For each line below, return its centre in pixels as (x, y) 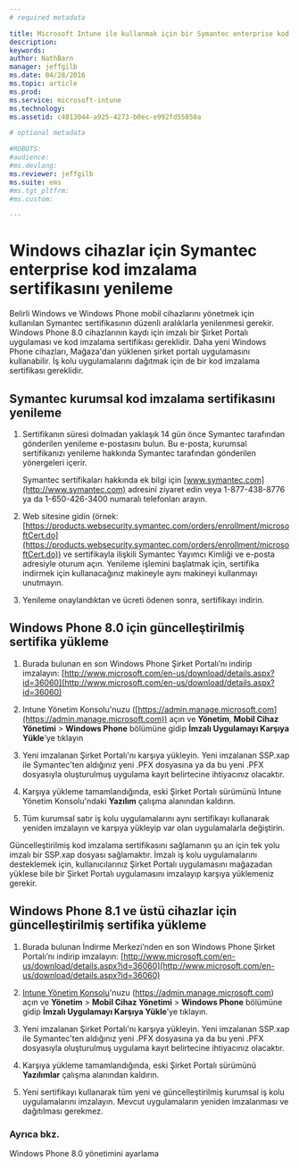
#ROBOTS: (25, 149)
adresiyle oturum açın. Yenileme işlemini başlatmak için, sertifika (141, 563)
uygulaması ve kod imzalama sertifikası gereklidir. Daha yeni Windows (138, 342)
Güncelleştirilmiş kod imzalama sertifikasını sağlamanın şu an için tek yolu (145, 844)
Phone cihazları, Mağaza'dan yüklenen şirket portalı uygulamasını (130, 352)
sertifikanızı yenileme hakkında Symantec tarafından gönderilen (139, 453)
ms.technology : (37, 108)
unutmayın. (43, 583)
